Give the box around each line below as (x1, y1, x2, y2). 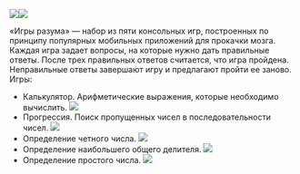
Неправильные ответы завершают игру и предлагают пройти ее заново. (9, 64, 293, 74)
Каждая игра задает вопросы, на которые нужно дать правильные (9, 45, 270, 55)
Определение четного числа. (22, 133, 136, 144)
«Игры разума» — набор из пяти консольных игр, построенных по (9, 25, 269, 36)
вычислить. (22, 102, 68, 112)
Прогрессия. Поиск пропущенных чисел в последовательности (22, 111, 271, 122)
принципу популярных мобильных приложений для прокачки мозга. (9, 35, 276, 45)
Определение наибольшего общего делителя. (22, 144, 202, 154)
